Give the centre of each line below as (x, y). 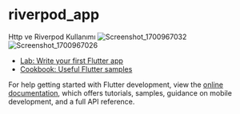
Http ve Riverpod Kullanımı (52, 37)
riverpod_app (54, 15)
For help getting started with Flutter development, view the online (116, 85)
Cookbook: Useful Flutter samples (76, 69)
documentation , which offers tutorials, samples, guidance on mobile (120, 92)
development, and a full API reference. (72, 101)
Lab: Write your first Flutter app (72, 61)
